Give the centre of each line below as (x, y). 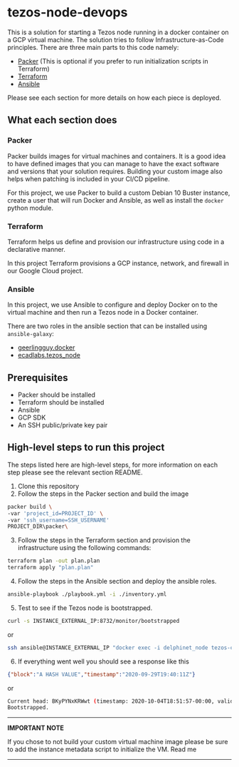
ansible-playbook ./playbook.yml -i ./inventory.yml (87, 594)
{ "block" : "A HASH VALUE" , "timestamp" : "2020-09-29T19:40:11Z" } (101, 674)
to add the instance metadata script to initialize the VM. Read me (102, 749)
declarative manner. (37, 249)
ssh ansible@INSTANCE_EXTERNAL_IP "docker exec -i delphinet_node (108, 647)
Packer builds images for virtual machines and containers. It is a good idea (117, 156)
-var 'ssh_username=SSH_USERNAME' (59, 520)
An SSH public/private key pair (63, 425)
